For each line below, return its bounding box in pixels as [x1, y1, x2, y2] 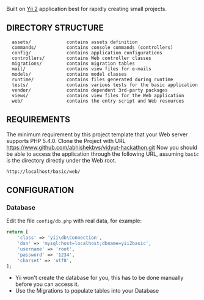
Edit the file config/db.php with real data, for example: [6, 217, 142, 225]
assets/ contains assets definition [12, 39, 138, 45]
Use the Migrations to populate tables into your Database [15, 287, 159, 295]
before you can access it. [15, 280, 79, 288]
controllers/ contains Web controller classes [12, 55, 151, 61]
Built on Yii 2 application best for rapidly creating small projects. [6, 5, 167, 12]
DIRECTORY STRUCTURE [6, 23, 104, 33]
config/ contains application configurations [12, 49, 163, 56]
